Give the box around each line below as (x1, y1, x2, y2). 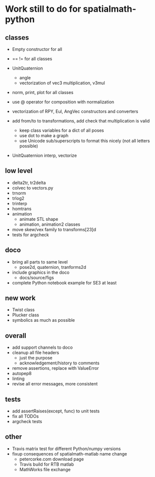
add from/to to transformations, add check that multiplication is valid (12, 118, 150, 123)
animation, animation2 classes (19, 221, 80, 227)
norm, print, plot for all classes (12, 90, 74, 95)
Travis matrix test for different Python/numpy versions (12, 446, 121, 452)
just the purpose (19, 355, 53, 361)
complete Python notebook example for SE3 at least (12, 280, 117, 286)
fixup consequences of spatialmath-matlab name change (12, 451, 128, 456)
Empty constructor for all (12, 47, 62, 52)
